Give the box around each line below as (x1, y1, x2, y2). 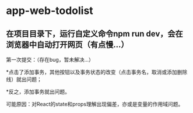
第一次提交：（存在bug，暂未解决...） (6, 57, 94, 63)
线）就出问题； (6, 76, 42, 83)
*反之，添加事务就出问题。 (6, 89, 71, 95)
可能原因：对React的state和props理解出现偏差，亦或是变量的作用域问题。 (6, 101, 184, 107)
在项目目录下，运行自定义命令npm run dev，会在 (6, 29, 184, 38)
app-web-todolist (6, 4, 93, 17)
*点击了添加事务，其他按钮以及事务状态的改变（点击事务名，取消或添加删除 (6, 69, 188, 75)
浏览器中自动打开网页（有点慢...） (6, 40, 129, 50)
